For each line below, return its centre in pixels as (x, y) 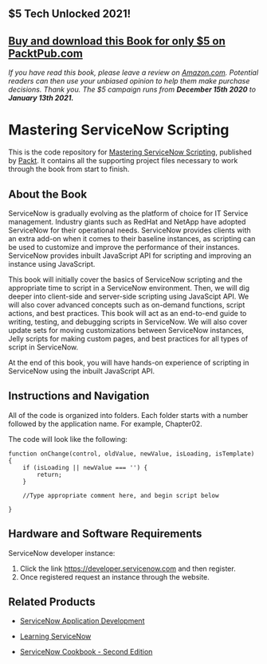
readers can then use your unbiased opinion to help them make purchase (129, 81)
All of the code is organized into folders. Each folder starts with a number (128, 415)
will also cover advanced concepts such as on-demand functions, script (127, 305)
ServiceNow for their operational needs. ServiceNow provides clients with (130, 230)
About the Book (48, 194)
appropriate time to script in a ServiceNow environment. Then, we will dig (129, 287)
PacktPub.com (46, 53)
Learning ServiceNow (55, 636)
